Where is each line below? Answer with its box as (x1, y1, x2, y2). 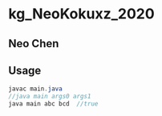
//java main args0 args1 (8, 93, 91, 101)
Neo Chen (8, 37, 59, 50)
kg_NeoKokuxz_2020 (8, 5, 155, 23)
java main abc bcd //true (8, 100, 99, 108)
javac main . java (8, 85, 63, 93)
